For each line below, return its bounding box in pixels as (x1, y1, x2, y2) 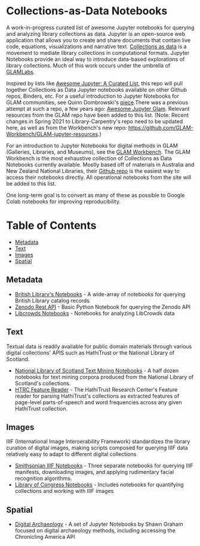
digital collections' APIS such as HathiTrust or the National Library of (6, 349, 175, 356)
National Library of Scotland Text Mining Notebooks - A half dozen (14, 367, 179, 374)
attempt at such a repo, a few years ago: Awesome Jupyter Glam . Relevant (6, 105, 190, 112)
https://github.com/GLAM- (128, 124, 194, 131)
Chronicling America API (14, 533, 76, 541)
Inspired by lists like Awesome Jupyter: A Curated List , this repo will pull (6, 79, 183, 87)
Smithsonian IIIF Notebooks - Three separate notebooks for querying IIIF (14, 462, 194, 469)
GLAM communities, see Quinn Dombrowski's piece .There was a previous (6, 98, 189, 106)
